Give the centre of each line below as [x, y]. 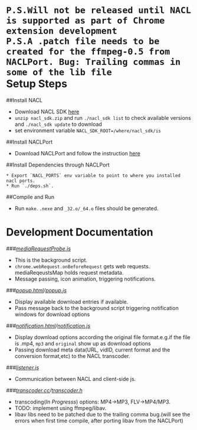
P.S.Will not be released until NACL [99, 10]
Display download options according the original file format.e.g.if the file [102, 337]
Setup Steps [37, 84]
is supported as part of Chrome [86, 21]
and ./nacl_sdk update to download [58, 124]
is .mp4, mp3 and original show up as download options [83, 343]
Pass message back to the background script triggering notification [96, 308]
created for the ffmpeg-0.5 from [88, 52]
